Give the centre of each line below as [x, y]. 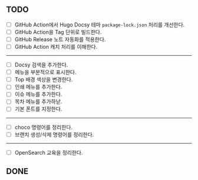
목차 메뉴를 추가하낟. [38, 102]
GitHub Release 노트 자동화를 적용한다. [60, 39]
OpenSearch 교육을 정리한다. [49, 152]
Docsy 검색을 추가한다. [41, 65]
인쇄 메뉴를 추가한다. [38, 87]
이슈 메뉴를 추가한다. [38, 94]
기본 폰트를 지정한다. [38, 109]
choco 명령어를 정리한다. [43, 127]
